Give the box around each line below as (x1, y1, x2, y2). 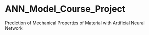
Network (5, 25, 23, 31)
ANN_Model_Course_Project (5, 3, 126, 15)
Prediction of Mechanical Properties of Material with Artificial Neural (5, 20, 145, 26)
